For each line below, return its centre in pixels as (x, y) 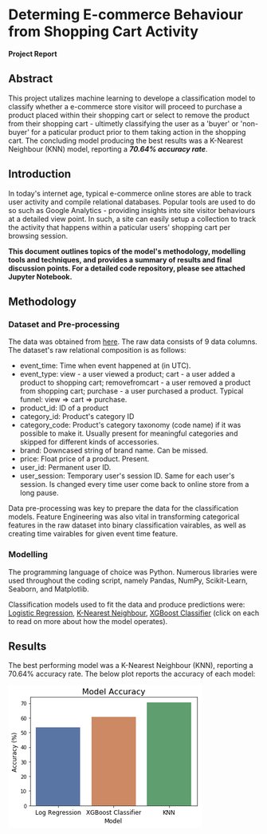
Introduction (40, 174)
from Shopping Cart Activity (104, 32)
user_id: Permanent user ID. (65, 468)
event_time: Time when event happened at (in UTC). (105, 366)
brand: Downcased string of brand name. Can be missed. (114, 451)
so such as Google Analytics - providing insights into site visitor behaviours (132, 210)
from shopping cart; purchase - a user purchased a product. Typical (132, 391)
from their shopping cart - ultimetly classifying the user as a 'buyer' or (124, 123)
